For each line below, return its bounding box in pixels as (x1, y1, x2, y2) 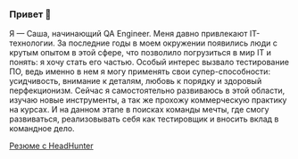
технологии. (9, 38, 55, 48)
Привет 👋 (9, 8, 52, 21)
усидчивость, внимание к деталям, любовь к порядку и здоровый (9, 76, 262, 87)
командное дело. (9, 123, 75, 134)
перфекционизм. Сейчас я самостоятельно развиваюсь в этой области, (9, 85, 286, 96)
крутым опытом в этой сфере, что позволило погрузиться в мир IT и (9, 47, 272, 58)
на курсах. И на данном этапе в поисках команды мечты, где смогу (9, 105, 269, 115)
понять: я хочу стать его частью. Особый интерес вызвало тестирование (9, 57, 290, 68)
